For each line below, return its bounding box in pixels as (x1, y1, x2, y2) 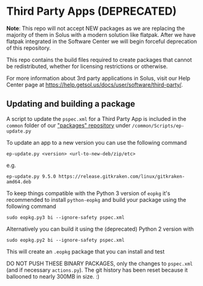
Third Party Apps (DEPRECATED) (6, 4, 177, 18)
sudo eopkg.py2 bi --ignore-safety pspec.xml (6, 237, 124, 243)
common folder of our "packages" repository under (6, 122, 131, 129)
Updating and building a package (6, 99, 136, 109)
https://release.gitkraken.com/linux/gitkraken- (58, 173, 185, 179)
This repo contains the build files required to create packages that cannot (6, 56, 192, 63)
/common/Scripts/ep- (131, 123, 185, 129)
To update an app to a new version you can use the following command (6, 139, 187, 146)
